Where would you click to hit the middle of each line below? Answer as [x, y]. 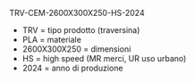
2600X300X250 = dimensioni [76, 49]
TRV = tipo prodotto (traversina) [81, 30]
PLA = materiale [52, 40]
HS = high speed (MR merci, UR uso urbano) [104, 58]
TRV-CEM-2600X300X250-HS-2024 [77, 13]
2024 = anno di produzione [72, 68]
